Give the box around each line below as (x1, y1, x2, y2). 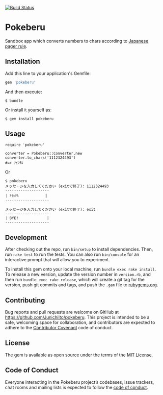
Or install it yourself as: (5, 107, 52, 113)
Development (5, 233, 48, 242)
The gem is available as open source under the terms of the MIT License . (5, 352, 153, 358)
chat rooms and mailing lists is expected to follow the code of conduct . (5, 384, 148, 390)
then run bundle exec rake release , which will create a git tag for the (5, 277, 145, 283)
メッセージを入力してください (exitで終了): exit (5, 207, 96, 212)
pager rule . (5, 43, 27, 49)
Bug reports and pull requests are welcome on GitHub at (5, 309, 119, 315)
